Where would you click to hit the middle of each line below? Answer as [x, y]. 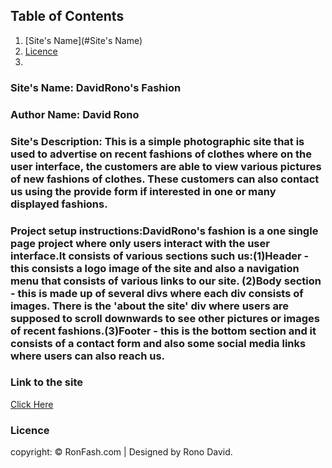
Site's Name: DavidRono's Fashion [96, 87]
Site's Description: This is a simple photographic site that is [157, 141]
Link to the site [46, 382]
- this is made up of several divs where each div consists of [157, 293]
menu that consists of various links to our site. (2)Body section [166, 281]
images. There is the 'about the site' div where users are [149, 306]
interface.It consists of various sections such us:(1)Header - [160, 256]
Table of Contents [67, 16]
